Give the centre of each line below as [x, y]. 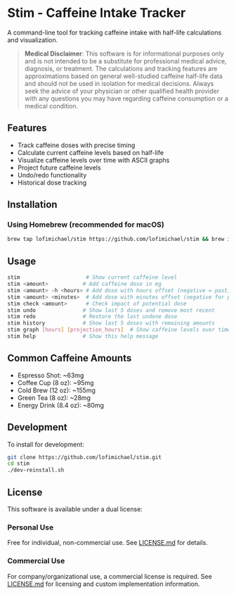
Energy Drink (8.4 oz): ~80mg [60, 405]
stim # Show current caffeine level [92, 277]
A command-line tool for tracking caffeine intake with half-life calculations [114, 32]
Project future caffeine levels [59, 168]
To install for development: [46, 444]
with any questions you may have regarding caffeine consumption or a [126, 98]
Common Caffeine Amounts [70, 358]
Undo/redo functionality [52, 175]
